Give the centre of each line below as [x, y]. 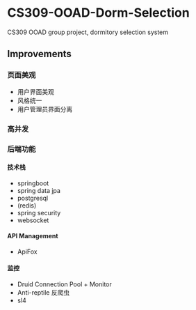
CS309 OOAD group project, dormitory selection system [88, 32]
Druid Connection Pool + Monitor [65, 284]
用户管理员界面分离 [45, 109]
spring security [39, 212]
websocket [33, 220]
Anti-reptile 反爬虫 [43, 293]
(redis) [27, 205]
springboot [33, 183]
